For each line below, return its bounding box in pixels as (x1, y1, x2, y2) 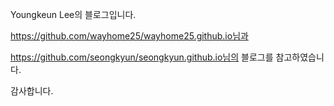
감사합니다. (10, 85, 54, 97)
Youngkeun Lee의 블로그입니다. (10, 9, 137, 20)
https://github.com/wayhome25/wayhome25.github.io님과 (10, 30, 249, 42)
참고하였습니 (275, 51, 325, 63)
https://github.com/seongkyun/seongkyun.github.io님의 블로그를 (10, 51, 274, 63)
